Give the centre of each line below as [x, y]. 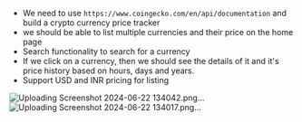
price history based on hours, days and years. [108, 70]
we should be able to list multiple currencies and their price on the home [158, 32]
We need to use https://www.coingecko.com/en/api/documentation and [155, 13]
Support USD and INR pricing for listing [96, 80]
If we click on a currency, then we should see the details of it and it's [151, 61]
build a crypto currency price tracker [91, 23]
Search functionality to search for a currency [106, 52]
